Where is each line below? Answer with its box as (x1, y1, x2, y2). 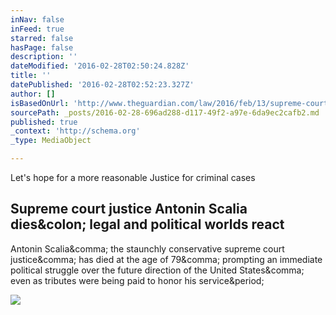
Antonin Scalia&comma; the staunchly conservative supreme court (10, 242, 285, 255)
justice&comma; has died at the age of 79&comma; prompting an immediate (10, 253, 323, 265)
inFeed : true (10, 24, 65, 34)
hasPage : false (10, 42, 74, 53)
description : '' (10, 52, 78, 62)
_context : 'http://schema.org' (10, 126, 141, 136)
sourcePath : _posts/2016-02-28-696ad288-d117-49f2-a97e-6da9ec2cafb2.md (10, 107, 320, 118)
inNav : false (10, 14, 65, 25)
